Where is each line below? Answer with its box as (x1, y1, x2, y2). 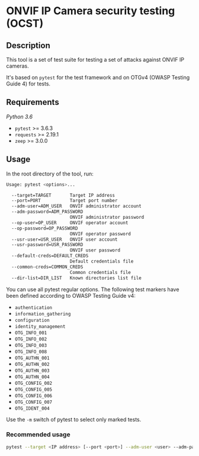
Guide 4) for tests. (6, 80, 51, 87)
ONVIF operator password (69, 231, 131, 237)
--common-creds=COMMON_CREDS (11, 264, 84, 270)
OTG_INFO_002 (14, 336, 47, 342)
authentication (14, 304, 53, 311)
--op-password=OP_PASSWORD (11, 225, 78, 231)
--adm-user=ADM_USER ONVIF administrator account (11, 203, 142, 209)
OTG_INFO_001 (14, 330, 47, 336)
